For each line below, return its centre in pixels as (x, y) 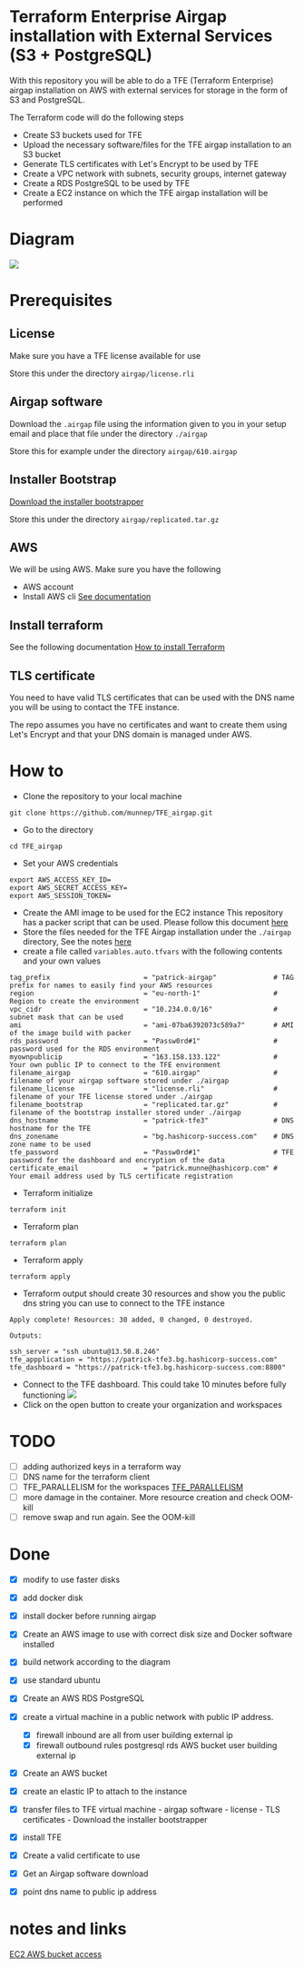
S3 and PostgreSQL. (47, 99)
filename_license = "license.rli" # (144, 1088)
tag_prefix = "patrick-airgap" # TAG (152, 977)
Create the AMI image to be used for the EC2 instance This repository (153, 912)
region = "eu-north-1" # (144, 993)
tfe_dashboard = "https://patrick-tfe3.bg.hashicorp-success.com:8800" (147, 1367)
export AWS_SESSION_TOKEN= (60, 895)
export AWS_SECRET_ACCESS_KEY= (69, 887)
